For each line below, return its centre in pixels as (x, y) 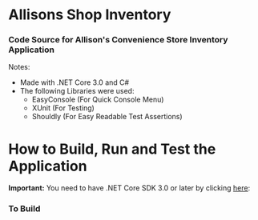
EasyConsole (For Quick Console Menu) (98, 100)
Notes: (19, 67)
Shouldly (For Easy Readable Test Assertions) (107, 117)
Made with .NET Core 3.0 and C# (75, 82)
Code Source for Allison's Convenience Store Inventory (118, 40)
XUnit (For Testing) (63, 108)
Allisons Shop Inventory (90, 15)
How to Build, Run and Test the (112, 149)
